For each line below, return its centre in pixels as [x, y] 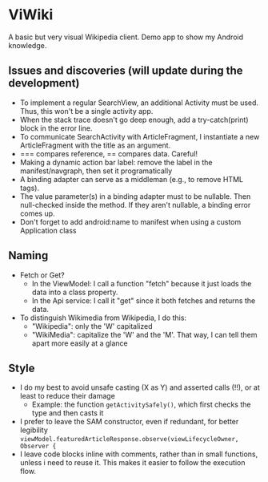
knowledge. [28, 45]
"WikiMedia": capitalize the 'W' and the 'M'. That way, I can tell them [144, 334]
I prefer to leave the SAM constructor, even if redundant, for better [129, 422]
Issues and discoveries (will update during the [126, 71]
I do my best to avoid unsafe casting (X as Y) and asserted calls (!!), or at [140, 387]
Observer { [38, 447]
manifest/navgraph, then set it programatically [96, 171]
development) [44, 83]
